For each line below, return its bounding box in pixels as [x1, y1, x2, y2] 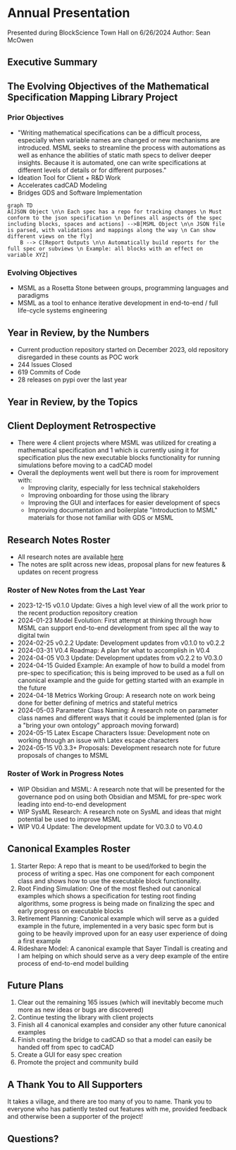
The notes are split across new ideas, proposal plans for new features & [17, 560, 226, 569]
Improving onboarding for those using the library [27, 491, 169, 500]
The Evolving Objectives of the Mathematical [7, 80, 209, 92]
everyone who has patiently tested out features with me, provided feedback [7, 1105, 228, 1113]
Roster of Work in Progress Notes [7, 769, 124, 779]
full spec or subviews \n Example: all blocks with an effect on [7, 246, 203, 253]
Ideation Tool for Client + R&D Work [17, 174, 121, 182]
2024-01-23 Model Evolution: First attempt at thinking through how [17, 616, 212, 625]
